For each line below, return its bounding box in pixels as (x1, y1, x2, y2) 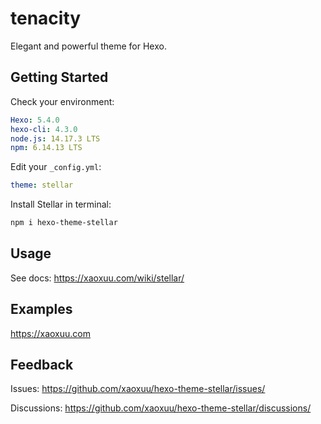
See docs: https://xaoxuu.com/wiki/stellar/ (10, 272, 185, 284)
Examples (10, 301, 73, 318)
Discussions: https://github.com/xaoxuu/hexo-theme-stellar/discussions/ (10, 402, 312, 414)
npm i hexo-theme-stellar (10, 218, 118, 228)
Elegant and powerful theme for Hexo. (10, 40, 167, 52)
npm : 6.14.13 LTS (10, 143, 83, 153)
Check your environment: (10, 95, 115, 107)
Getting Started (10, 69, 109, 86)
